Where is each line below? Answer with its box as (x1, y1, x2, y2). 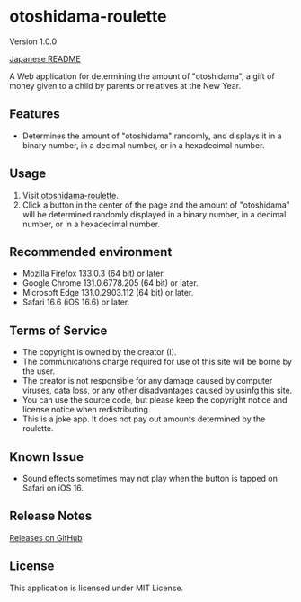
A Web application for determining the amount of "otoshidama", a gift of (9, 70, 276, 82)
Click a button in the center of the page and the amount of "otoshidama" (22, 199, 290, 210)
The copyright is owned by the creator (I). (22, 347, 177, 358)
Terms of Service (9, 323, 108, 338)
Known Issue (9, 449, 84, 465)
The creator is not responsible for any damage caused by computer (22, 376, 273, 386)
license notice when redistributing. (22, 404, 151, 415)
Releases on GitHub (9, 532, 83, 543)
